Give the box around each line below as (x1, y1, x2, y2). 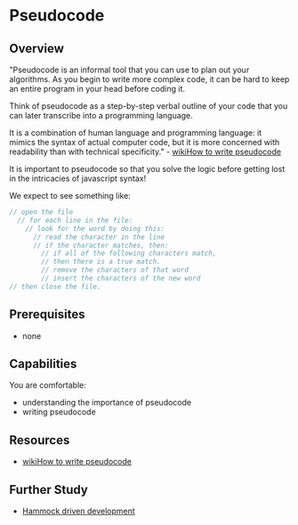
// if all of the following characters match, (41, 249, 217, 258)
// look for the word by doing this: (25, 224, 165, 233)
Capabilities (9, 356, 77, 371)
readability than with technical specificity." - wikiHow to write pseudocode (9, 146, 282, 157)
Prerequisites (9, 307, 85, 322)
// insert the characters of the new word (41, 274, 201, 283)
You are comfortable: (9, 380, 87, 390)
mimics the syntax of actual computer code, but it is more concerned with (9, 137, 280, 147)
